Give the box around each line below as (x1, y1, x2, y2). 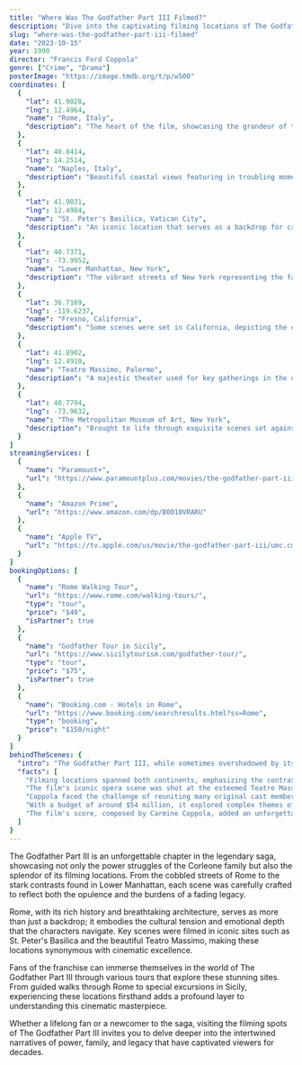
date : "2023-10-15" (9, 38, 83, 48)
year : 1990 (9, 47, 50, 56)
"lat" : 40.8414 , (25, 147, 87, 156)
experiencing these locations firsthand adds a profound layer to (9, 990, 244, 1001)
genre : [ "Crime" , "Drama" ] (9, 64, 111, 73)
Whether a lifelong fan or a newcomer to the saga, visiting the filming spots (9, 1017, 288, 1028)
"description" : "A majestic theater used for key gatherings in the (25, 373, 288, 383)
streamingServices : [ (9, 449, 91, 458)
